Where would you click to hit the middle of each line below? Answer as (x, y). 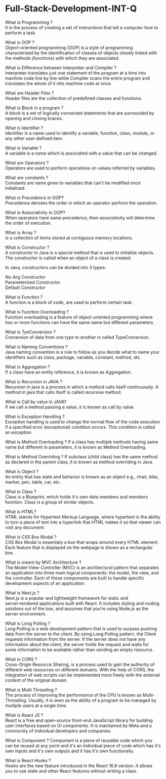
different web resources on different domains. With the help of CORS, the (80, 669)
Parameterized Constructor (33, 282)
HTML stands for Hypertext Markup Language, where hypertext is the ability (83, 517)
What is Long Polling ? (28, 623)
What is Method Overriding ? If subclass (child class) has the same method (82, 456)
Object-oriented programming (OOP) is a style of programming (69, 47)
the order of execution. (28, 223)
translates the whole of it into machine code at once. (59, 83)
